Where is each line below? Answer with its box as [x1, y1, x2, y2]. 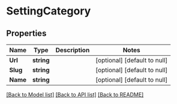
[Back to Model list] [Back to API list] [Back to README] [6, 91, 144, 98]
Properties [6, 28, 47, 38]
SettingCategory [6, 4, 91, 18]
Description [55, 46, 90, 54]
